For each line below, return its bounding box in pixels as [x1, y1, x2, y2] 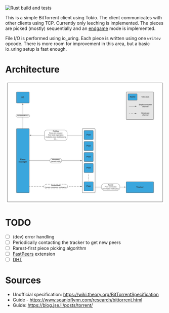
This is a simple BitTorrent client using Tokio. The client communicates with [5, 15, 162, 20]
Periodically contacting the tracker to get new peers [12, 239, 121, 246]
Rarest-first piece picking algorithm [12, 245, 87, 251]
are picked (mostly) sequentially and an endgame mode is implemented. [5, 25, 156, 31]
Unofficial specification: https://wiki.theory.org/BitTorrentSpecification [12, 291, 159, 297]
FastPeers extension [12, 251, 56, 257]
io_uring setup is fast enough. [5, 46, 67, 52]
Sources [5, 274, 41, 286]
